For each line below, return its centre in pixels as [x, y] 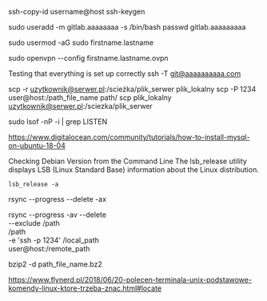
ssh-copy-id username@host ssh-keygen [77, 12]
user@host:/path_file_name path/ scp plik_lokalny [90, 98]
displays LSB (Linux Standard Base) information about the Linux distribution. [134, 170]
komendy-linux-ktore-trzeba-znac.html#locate [85, 288]
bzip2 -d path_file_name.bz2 [55, 264]
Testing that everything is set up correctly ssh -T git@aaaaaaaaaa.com [125, 74]
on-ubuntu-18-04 [37, 146]
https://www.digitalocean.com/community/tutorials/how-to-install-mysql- [129, 137]
